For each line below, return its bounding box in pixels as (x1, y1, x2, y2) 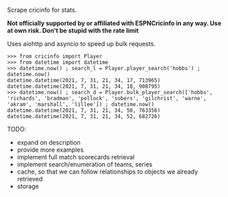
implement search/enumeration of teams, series (16, 161, 153, 168)
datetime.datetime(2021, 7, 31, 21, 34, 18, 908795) (7, 83, 161, 90)
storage (16, 182, 39, 190)
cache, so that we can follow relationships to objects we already (16, 167, 199, 176)
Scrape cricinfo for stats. (7, 6, 77, 14)
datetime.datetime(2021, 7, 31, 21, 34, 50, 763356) (7, 107, 161, 114)
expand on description (16, 139, 81, 146)
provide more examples (16, 146, 84, 154)
